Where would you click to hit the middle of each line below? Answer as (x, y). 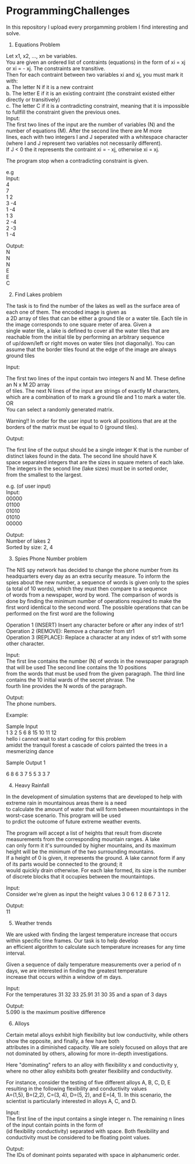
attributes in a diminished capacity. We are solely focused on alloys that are (97, 1047)
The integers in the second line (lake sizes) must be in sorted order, (87, 468)
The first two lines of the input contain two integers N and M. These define (96, 378)
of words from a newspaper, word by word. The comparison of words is (93, 595)
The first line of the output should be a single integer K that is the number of (97, 450)
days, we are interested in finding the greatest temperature (77, 971)
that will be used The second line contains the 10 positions (76, 667)
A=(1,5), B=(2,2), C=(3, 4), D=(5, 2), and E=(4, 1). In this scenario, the (89, 1095)
